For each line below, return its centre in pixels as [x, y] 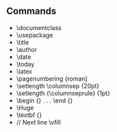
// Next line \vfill [38, 122]
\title [22, 42]
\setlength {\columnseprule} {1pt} [63, 93]
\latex [24, 71]
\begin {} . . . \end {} [44, 100]
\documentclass [39, 27]
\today [25, 64]
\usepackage [35, 35]
